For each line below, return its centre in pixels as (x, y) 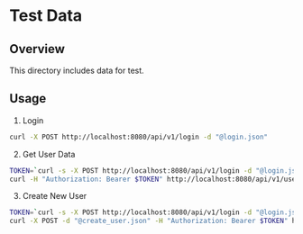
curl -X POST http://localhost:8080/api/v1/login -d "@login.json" (139, 137)
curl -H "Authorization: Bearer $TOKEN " (87, 179)
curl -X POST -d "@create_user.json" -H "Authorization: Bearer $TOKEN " (149, 221)
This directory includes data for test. (77, 70)
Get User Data (49, 154)
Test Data (46, 16)
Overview (37, 49)
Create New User (55, 196)
